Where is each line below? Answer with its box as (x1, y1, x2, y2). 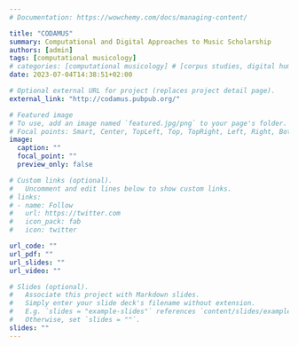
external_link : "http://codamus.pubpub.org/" (9, 94, 180, 103)
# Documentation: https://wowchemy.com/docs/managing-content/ (9, 12, 248, 22)
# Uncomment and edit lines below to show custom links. (9, 184, 232, 193)
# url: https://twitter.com (9, 209, 122, 218)
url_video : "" (9, 266, 62, 275)
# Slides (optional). (9, 282, 90, 291)
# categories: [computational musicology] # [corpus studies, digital (9, 62, 276, 71)
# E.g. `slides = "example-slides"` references (9, 307, 197, 316)
